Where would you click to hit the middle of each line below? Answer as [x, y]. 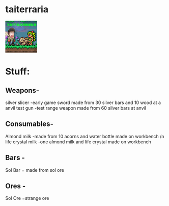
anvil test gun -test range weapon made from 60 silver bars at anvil [76, 108]
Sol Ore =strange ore [27, 198]
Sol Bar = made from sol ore [35, 170]
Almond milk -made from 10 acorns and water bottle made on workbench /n [85, 136]
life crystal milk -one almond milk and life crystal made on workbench [78, 142]
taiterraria [27, 9]
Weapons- [22, 90]
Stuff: [18, 72]
